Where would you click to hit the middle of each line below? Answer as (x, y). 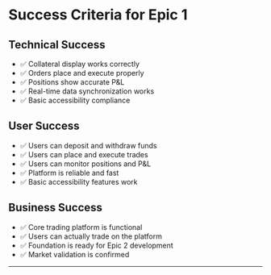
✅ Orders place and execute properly (82, 73)
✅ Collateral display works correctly (79, 64)
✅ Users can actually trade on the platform (91, 236)
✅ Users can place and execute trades (84, 154)
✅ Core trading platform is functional (81, 227)
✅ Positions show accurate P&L (72, 82)
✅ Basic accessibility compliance (75, 100)
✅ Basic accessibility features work (79, 181)
